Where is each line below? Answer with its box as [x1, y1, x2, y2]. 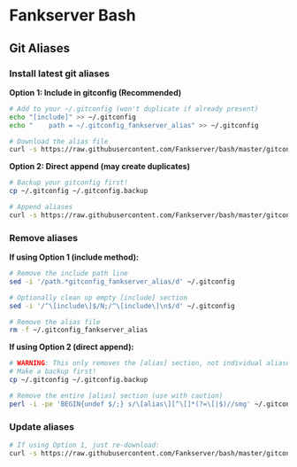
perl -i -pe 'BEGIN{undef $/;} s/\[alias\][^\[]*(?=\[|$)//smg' [9, 400, 251, 409]
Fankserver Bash [9, 5, 136, 26]
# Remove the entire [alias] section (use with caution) [9, 391, 224, 400]
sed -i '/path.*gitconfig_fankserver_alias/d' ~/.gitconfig [9, 276, 236, 286]
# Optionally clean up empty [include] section [9, 293, 188, 302]
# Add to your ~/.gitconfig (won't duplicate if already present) [9, 104, 259, 113]
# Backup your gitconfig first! [9, 178, 128, 187]
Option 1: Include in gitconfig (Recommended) [9, 87, 182, 97]
